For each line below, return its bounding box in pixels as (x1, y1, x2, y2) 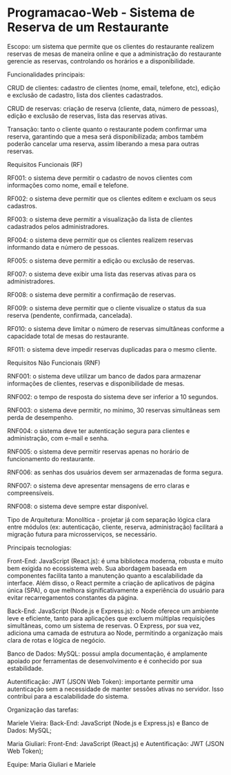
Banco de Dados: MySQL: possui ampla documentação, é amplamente (7, 650, 208, 658)
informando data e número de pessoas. (7, 243, 119, 251)
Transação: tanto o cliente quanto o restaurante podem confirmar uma (7, 125, 207, 133)
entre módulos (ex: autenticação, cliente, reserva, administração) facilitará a (7, 523, 223, 531)
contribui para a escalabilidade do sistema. (7, 692, 130, 701)
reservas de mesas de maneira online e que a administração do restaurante (7, 50, 222, 58)
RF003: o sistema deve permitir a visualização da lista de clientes (7, 215, 193, 223)
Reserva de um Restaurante (7, 19, 169, 35)
